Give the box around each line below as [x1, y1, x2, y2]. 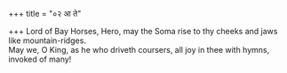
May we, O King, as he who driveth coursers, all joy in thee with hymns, [8, 45, 270, 55]
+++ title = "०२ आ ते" [8, 9, 82, 18]
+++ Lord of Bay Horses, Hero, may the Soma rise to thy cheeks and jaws [8, 26, 278, 36]
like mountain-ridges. [8, 35, 86, 46]
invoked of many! [8, 54, 72, 64]
